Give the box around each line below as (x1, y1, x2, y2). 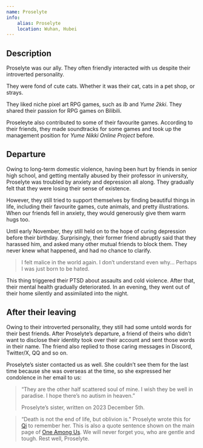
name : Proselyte (6, 8, 47, 15)
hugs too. (6, 216, 30, 223)
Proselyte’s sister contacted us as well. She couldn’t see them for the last (6, 361, 189, 368)
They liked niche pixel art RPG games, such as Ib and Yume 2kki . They (6, 101, 182, 108)
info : (6, 15, 20, 21)
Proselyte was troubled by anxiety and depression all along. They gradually (6, 178, 194, 186)
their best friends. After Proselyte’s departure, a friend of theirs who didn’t (6, 330, 191, 337)
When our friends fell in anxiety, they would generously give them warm (6, 209, 186, 216)
